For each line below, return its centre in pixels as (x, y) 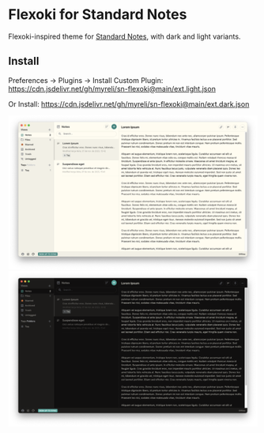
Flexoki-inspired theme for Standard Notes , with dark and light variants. (124, 36)
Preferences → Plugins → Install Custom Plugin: (86, 80)
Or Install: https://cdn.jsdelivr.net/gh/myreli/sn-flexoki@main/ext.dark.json (129, 104)
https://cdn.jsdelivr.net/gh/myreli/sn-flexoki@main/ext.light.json (112, 88)
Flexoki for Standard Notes (98, 15)
